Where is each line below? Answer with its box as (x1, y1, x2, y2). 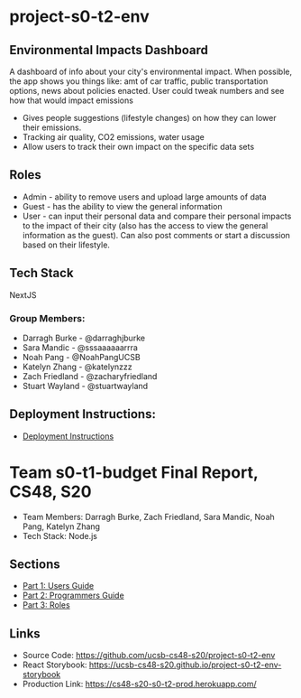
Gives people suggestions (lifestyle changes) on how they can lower (22, 113, 277, 123)
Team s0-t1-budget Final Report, (9, 462, 259, 482)
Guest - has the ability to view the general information (22, 200, 223, 211)
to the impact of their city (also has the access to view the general (22, 219, 269, 231)
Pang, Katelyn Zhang (22, 521, 101, 532)
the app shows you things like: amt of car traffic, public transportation (9, 76, 269, 87)
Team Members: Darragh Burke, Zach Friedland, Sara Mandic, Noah (22, 511, 275, 522)
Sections (9, 557, 60, 572)
